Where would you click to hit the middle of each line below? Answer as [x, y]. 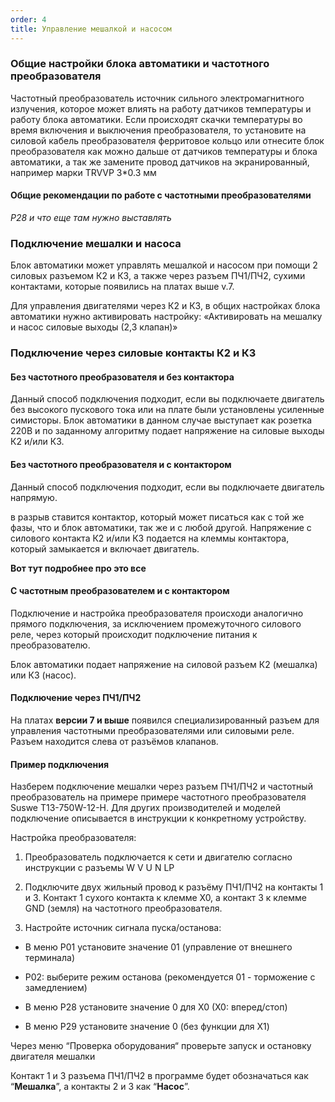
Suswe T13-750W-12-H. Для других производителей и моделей [145, 808]
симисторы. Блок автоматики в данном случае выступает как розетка [161, 420]
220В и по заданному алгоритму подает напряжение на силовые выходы [167, 431]
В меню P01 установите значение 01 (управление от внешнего [158, 947]
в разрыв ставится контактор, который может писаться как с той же [157, 517]
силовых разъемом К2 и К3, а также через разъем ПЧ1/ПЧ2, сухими [158, 276]
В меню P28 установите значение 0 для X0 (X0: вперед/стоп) [156, 1007]
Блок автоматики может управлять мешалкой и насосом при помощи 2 [164, 265]
